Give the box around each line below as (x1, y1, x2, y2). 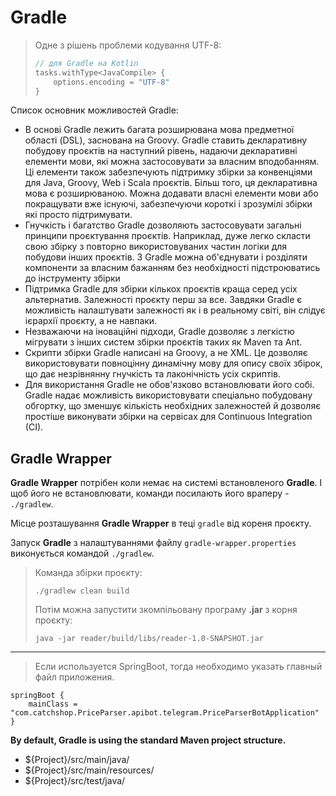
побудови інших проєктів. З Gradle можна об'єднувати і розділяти (24, 251, 308, 263)
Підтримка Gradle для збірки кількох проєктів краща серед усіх (24, 283, 298, 295)
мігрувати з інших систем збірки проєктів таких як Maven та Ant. (24, 336, 303, 348)
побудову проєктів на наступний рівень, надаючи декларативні (24, 145, 298, 157)
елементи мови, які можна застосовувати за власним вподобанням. (24, 156, 320, 168)
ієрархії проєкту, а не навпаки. (24, 315, 158, 327)
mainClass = (28, 699, 78, 710)
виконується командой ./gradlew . (10, 547, 155, 560)
